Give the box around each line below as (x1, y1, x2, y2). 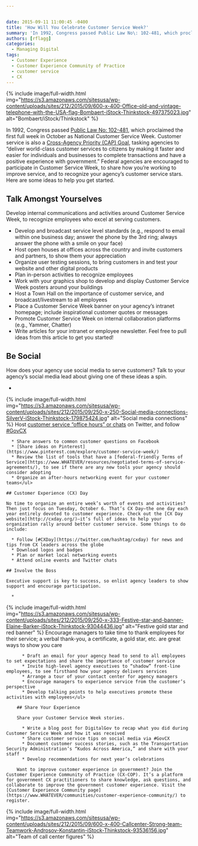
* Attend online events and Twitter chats (11, 557, 117, 563)
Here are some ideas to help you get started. (6, 177, 115, 184)
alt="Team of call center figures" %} (6, 833, 94, 840)
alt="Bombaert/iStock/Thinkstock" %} (6, 115, 99, 122)
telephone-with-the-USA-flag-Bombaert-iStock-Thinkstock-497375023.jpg (6, 109, 189, 116)
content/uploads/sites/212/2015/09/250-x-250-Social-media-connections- (6, 409, 189, 415)
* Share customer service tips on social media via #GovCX (21, 736, 170, 742)
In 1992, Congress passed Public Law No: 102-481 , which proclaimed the (6, 126, 184, 133)
